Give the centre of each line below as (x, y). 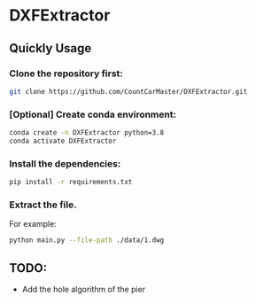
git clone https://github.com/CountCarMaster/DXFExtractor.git (128, 91)
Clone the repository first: (66, 74)
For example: (33, 224)
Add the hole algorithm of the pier (84, 289)
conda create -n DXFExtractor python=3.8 (87, 133)
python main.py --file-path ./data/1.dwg (87, 240)
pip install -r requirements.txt (71, 183)
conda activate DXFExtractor (63, 141)
